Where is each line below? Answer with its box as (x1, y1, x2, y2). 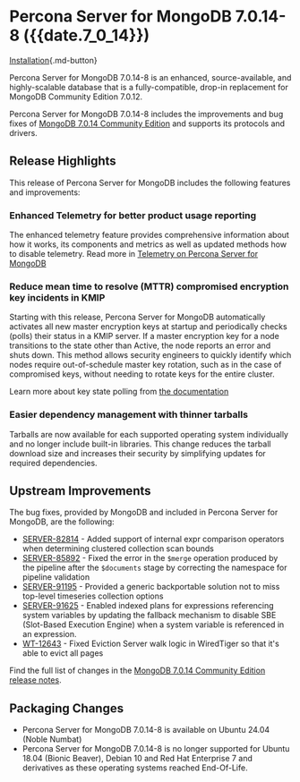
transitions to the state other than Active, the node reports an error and (9, 340, 271, 351)
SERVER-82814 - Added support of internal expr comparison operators (21, 534, 285, 545)
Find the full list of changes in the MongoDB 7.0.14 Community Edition (9, 665, 266, 676)
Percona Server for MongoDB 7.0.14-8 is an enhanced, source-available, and (9, 72, 292, 82)
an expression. (21, 629, 77, 640)
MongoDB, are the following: (9, 516, 115, 527)
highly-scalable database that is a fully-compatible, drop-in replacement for (9, 81, 289, 92)
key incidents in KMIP (9, 291, 106, 303)
